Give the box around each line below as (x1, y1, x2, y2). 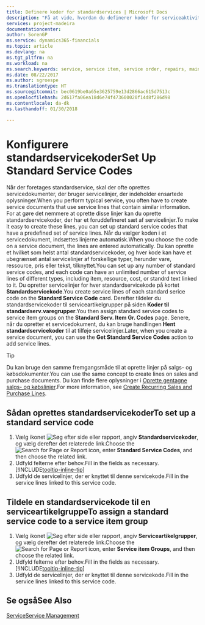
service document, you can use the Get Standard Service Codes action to (6, 333, 193, 341)
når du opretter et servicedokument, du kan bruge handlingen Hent (6, 320, 176, 328)
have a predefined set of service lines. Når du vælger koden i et (6, 229, 167, 237)
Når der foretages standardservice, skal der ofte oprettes (6, 184, 150, 191)
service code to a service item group (6, 516, 148, 526)
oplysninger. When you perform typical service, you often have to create (6, 197, 187, 204)
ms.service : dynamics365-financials (6, 37, 99, 44)
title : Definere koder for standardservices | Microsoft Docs (6, 9, 168, 15)
